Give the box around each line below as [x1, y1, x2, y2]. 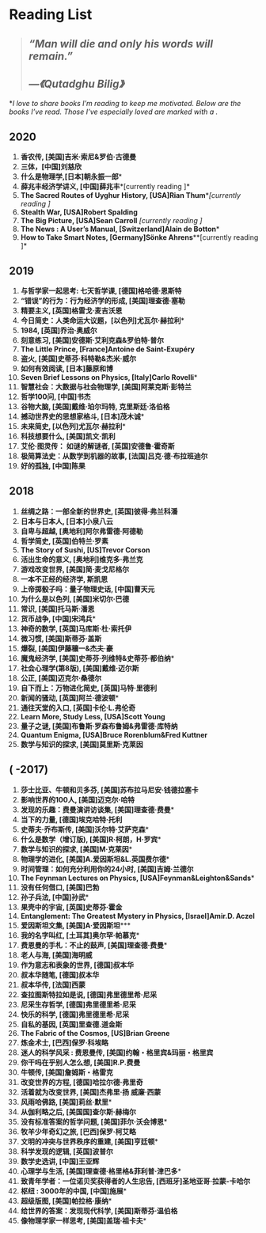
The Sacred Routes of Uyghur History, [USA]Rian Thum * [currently [20, 191, 241, 200]
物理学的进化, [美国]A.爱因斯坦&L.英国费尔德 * [20, 854, 170, 863]
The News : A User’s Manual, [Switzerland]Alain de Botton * [20, 224, 220, 234]
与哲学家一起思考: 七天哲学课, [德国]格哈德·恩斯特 [20, 286, 182, 296]
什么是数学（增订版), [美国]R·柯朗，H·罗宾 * [20, 834, 161, 844]
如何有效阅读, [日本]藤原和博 [20, 364, 113, 374]
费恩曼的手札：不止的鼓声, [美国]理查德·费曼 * [20, 940, 168, 950]
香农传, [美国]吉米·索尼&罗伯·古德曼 [20, 152, 137, 161]
